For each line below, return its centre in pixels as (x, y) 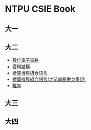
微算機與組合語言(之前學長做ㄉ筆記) (49, 79)
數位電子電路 (25, 60)
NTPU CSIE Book (40, 9)
